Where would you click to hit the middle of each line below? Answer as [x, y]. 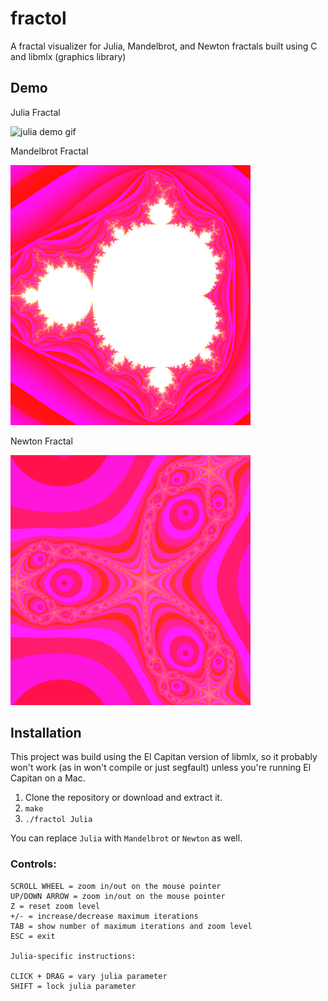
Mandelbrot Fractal [49, 151]
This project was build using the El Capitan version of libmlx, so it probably [164, 757]
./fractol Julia [58, 820]
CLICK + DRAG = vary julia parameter [89, 976]
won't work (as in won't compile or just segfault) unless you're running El [161, 768]
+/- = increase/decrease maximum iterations [104, 916]
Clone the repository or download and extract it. [123, 798]
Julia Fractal [35, 112]
